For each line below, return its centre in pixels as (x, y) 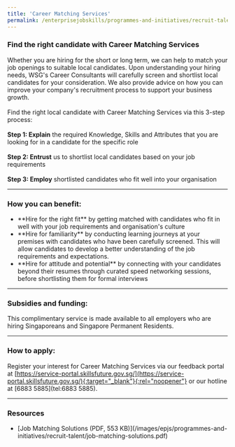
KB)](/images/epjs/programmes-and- (173, 428)
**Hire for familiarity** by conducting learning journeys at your (109, 234)
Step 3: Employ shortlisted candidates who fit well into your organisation (112, 179)
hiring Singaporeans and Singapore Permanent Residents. (91, 326)
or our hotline (208, 381)
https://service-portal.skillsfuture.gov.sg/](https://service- (100, 373)
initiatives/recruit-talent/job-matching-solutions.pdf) (92, 436)
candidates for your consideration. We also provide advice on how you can (115, 82)
